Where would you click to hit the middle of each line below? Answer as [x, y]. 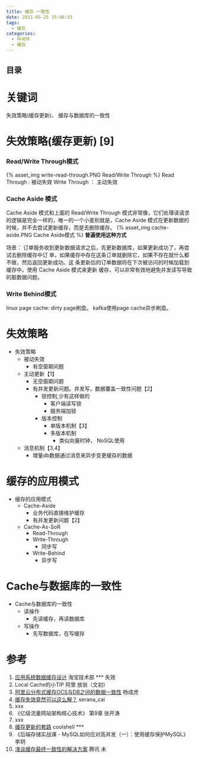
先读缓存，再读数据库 [58, 619]
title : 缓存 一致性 [28, 12]
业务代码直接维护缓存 [58, 513]
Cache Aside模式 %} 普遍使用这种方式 [80, 235]
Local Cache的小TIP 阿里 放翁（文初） [61, 685]
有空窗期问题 [48, 367]
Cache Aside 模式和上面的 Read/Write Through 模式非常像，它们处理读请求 [98, 212]
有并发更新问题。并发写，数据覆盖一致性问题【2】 [94, 389]
